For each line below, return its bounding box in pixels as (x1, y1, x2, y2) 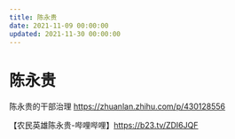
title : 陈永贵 (9, 12, 58, 22)
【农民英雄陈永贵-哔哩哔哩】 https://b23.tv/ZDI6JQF (9, 120, 199, 131)
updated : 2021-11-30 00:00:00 (9, 29, 121, 38)
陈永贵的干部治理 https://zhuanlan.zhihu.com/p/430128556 (9, 101, 226, 112)
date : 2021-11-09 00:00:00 (9, 21, 109, 30)
